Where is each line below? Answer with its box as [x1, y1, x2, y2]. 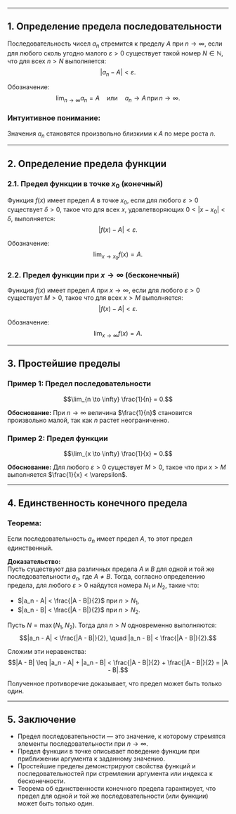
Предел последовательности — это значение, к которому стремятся [17, 732, 226, 741]
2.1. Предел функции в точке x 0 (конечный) [7, 178, 164, 190]
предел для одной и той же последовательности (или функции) [17, 792, 209, 801]
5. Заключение [7, 714, 77, 726]
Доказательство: [7, 557, 61, 565]
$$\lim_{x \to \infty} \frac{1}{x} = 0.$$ [63, 449, 173, 458]
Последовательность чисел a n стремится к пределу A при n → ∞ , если [7, 39, 223, 49]
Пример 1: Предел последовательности [7, 379, 152, 388]
